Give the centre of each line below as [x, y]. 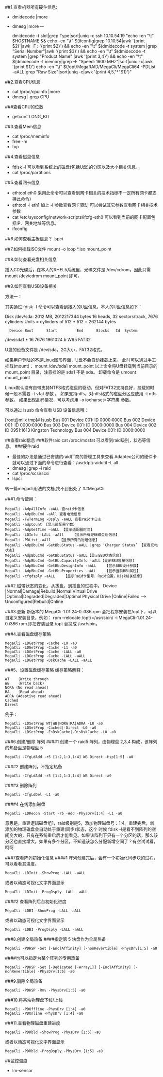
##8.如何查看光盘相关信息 [31, 259]
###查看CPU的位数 [24, 107]
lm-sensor [22, 1070]
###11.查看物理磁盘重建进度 [33, 1023]
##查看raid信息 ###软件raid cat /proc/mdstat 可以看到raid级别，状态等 [76, 440]
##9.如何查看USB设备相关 [31, 286]
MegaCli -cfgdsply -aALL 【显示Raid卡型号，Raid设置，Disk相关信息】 [74, 576]
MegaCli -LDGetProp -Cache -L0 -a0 [41, 643]
